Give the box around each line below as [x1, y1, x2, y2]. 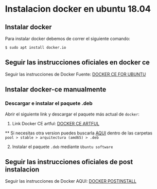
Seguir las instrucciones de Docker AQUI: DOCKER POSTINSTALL [5, 178, 137, 184]
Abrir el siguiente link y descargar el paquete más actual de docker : [5, 111, 140, 117]
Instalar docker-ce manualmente [5, 85, 106, 94]
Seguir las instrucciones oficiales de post [5, 157, 133, 166]
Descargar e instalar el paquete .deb [5, 100, 93, 107]
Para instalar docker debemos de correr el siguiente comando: [5, 36, 130, 41]
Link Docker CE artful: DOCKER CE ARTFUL [12, 120, 100, 126]
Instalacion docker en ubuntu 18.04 [5, 3, 151, 15]
